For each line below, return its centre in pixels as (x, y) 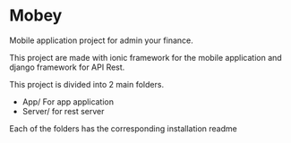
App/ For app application (68, 101)
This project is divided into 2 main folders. (86, 84)
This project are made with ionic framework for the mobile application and (145, 57)
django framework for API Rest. (67, 67)
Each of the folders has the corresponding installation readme (123, 128)
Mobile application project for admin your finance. (102, 40)
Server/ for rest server (63, 111)
